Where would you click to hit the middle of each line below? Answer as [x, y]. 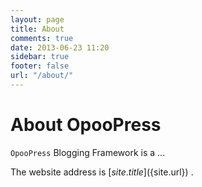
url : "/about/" [42, 76]
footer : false [40, 66]
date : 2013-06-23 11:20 [60, 47]
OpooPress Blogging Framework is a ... [88, 152]
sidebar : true [40, 57]
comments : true [42, 38]
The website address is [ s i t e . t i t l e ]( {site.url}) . [102, 172]
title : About [37, 29]
